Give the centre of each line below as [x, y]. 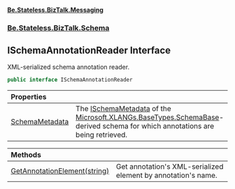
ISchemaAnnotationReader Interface [89, 50]
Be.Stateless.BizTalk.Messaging [55, 10]
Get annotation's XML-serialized [170, 167]
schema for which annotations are [158, 126]
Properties [29, 97]
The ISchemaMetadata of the [123, 109]
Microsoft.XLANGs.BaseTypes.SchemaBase [148, 117]
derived [88, 126]
